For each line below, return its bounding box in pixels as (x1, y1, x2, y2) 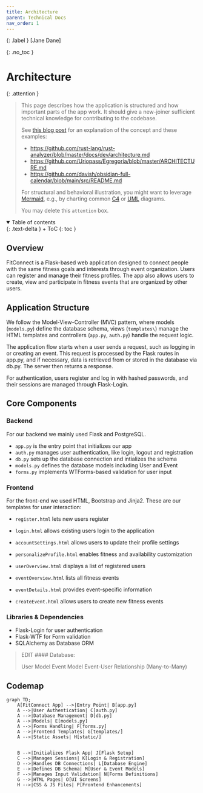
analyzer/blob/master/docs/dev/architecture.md (30, 151, 150, 159)
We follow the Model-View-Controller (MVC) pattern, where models (6, 318, 175, 326)
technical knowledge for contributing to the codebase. (21, 115, 158, 122)
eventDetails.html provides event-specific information (15, 586, 153, 593)
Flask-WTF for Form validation (15, 633, 91, 640)
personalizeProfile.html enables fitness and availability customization (15, 551, 193, 558)
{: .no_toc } (6, 49, 34, 56)
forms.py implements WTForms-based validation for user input (15, 468, 172, 475)
